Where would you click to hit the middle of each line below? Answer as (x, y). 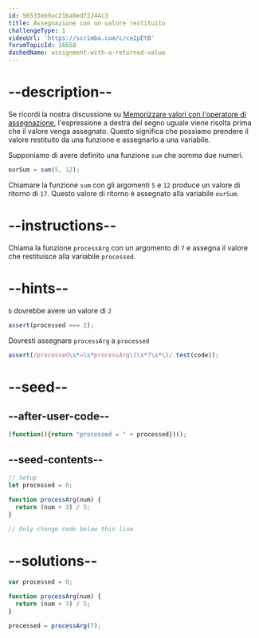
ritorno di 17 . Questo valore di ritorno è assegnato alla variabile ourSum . (124, 193)
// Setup (23, 478)
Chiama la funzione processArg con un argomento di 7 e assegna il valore (128, 247)
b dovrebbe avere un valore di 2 (60, 310)
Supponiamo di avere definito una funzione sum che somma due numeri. (126, 155)
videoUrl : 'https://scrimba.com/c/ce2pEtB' (82, 38)
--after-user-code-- (59, 417)
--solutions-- (53, 561)
